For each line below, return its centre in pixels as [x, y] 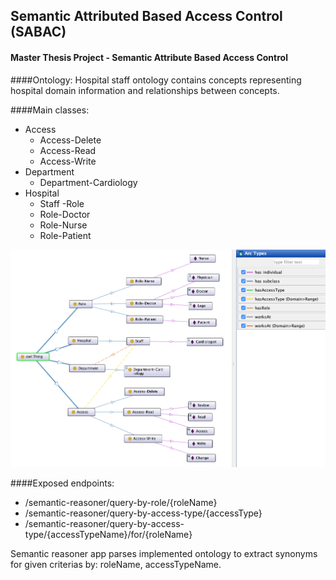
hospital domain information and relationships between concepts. [145, 90]
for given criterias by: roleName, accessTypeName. [116, 565]
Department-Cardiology [88, 182]
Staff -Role [62, 203]
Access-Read [68, 150]
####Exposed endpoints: [62, 483]
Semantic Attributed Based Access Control [146, 16]
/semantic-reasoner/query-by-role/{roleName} [121, 503]
